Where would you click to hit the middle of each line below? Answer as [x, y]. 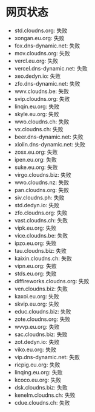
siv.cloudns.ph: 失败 [39, 197]
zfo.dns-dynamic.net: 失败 [47, 83]
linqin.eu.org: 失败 [37, 106]
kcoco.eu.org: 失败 [38, 380]
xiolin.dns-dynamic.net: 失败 [50, 144]
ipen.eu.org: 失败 [35, 159]
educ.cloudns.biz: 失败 [43, 311]
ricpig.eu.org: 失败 [37, 365]
